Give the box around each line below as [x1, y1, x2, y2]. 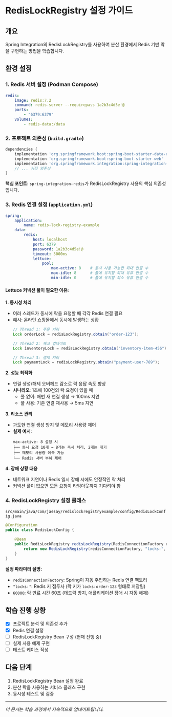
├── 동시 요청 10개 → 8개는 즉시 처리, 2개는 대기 [12, 445, 107, 450]
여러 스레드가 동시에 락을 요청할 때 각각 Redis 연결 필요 [12, 310, 123, 317]
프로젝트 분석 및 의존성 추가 [12, 620, 68, 627]
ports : [14, 107, 29, 113]
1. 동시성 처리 [5, 299, 32, 306]
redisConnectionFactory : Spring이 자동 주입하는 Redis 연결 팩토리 [12, 577, 147, 583]
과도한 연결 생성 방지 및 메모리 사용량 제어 [12, 422, 96, 428]
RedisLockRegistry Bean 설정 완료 [12, 677, 83, 684]
